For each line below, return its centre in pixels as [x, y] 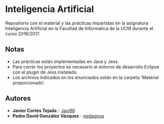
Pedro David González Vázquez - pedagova [58, 115]
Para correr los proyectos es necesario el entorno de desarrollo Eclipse [86, 66]
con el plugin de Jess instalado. [45, 72]
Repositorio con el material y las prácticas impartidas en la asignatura [77, 23]
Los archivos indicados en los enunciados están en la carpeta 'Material [85, 77]
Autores [18, 98]
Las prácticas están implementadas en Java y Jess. [65, 61]
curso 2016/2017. [23, 33]
